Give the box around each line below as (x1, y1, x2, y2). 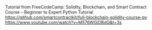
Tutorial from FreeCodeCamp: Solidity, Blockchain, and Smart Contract (5, 4, 147, 10)
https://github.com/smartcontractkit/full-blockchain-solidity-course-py (5, 15, 147, 20)
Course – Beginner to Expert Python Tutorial (5, 9, 94, 15)
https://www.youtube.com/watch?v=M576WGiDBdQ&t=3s (5, 19, 122, 25)
